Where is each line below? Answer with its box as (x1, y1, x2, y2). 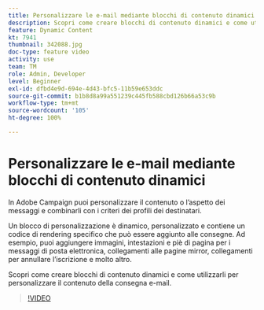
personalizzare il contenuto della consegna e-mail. (8, 278, 172, 287)
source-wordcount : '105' (8, 107, 90, 115)
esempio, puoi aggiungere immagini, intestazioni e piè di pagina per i (8, 238, 231, 247)
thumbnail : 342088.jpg (8, 41, 82, 49)
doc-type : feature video (8, 48, 90, 56)
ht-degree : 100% (8, 114, 61, 122)
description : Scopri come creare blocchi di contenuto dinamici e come (8, 19, 247, 27)
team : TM (8, 63, 37, 71)
